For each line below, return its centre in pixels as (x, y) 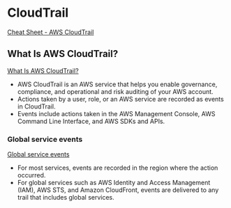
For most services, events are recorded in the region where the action (118, 168)
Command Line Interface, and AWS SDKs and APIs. (91, 121)
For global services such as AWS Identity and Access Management (114, 183)
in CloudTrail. (36, 106)
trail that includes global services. (66, 198)
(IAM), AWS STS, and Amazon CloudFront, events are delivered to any (118, 190)
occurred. (31, 175)
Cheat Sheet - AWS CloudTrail (51, 32)
